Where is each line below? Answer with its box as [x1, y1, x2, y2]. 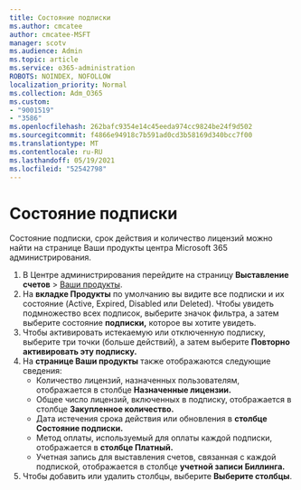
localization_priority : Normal [9, 80, 127, 89]
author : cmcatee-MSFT [9, 30, 91, 39]
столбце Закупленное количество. [35, 403, 174, 415]
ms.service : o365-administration [9, 64, 136, 73]
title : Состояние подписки [9, 13, 111, 23]
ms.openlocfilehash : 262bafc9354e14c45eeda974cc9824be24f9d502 [9, 123, 253, 132]
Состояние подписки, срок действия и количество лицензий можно [9, 233, 273, 244]
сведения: [22, 365, 62, 376]
